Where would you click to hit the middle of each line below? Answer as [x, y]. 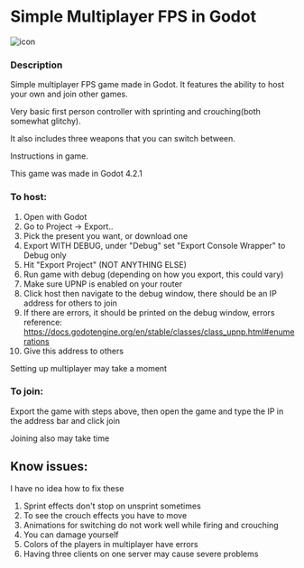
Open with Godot [55, 216]
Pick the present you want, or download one [106, 235]
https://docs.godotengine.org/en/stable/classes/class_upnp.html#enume [159, 332]
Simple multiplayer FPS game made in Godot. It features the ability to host [147, 85]
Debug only [45, 255]
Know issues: [49, 467]
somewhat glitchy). [46, 121]
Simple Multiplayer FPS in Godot [133, 17]
